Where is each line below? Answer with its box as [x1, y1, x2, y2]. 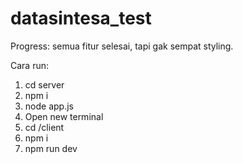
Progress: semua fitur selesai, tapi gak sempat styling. [10, 40, 234, 52]
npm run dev [24, 142, 78, 154]
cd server [24, 78, 65, 91]
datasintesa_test [10, 7, 152, 30]
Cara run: [10, 59, 50, 71]
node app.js [24, 100, 74, 112]
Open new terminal [24, 110, 104, 122]
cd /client [24, 121, 65, 133]
